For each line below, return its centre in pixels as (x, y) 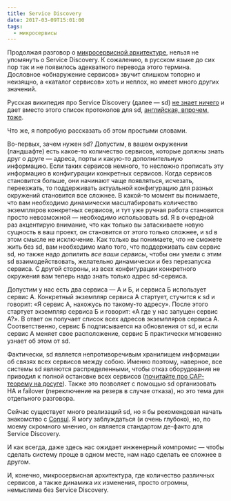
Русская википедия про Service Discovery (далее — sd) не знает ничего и (116, 103)
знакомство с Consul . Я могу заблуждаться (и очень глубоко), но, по (109, 419)
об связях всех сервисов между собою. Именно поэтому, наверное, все (115, 362)
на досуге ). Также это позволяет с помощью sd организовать (125, 384)
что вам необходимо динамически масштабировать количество (102, 203)
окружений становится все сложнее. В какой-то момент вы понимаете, (113, 196)
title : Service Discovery (44, 13)
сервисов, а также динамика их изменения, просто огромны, (98, 483)
